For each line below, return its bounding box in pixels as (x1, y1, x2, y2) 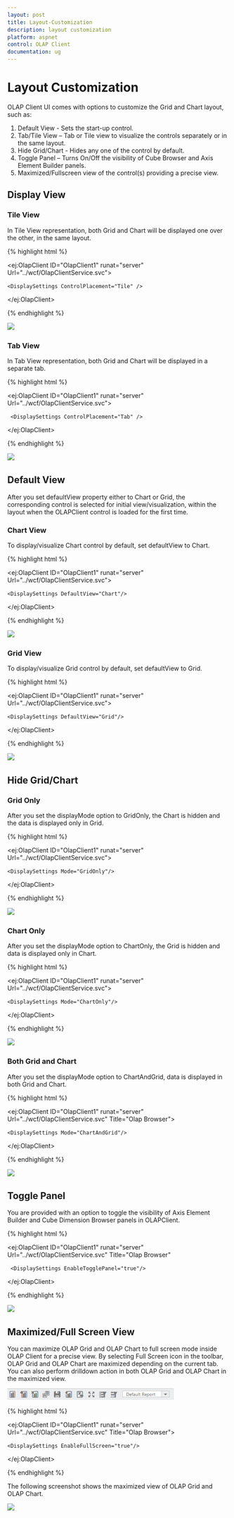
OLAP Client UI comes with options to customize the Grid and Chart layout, (7, 103, 224, 111)
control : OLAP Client (7, 41, 71, 48)
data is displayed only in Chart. (7, 949, 97, 958)
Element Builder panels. (17, 161, 86, 169)
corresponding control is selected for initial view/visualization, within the (7, 500, 216, 509)
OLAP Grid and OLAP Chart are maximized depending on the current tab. (7, 1360, 219, 1368)
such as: (7, 110, 32, 119)
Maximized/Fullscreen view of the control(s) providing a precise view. (17, 169, 219, 177)
